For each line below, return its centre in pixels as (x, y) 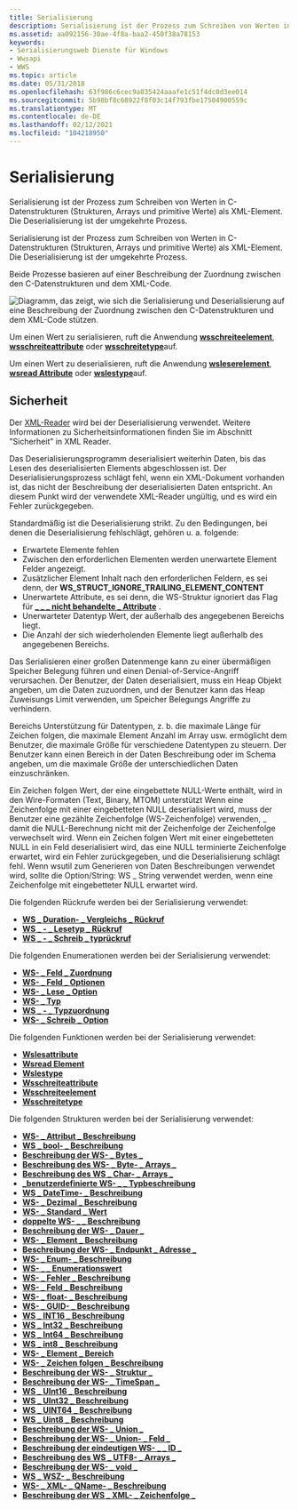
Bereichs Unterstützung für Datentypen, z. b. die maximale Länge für (135, 726)
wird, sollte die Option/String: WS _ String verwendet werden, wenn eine (141, 875)
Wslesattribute (50, 1054)
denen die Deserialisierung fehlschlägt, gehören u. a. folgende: (124, 532)
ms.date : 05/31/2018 (47, 84)
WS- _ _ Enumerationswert (72, 1268)
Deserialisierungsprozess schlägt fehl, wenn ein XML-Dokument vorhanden (147, 478)
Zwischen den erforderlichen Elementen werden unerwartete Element (149, 559)
